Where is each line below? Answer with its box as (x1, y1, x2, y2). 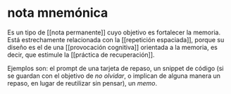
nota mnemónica (7, 5, 108, 21)
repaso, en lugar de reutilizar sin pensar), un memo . (7, 79, 158, 87)
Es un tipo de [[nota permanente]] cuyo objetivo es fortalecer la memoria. (7, 28, 220, 36)
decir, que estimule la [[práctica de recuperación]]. (7, 51, 155, 59)
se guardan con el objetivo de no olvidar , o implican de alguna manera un (7, 72, 220, 80)
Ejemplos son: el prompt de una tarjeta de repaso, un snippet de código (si (7, 64, 224, 72)
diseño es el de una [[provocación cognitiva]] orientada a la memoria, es (7, 43, 218, 51)
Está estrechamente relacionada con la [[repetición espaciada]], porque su (7, 35, 225, 43)
